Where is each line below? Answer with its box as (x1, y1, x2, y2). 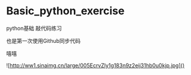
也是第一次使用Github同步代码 (6, 37, 81, 44)
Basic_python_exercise (6, 4, 125, 18)
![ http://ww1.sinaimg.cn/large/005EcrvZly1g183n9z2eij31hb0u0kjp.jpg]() (6, 61, 185, 69)
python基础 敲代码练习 (6, 24, 62, 32)
